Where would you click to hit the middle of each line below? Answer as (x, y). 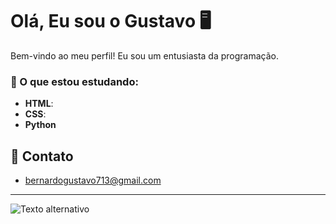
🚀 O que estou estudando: (74, 81)
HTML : (39, 104)
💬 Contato (42, 156)
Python (40, 125)
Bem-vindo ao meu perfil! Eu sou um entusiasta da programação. (144, 55)
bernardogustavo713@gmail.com (93, 180)
